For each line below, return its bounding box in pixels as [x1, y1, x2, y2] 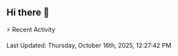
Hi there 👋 [6, 7, 50, 18]
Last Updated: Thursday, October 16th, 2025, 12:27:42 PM [6, 41, 172, 49]
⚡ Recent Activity [6, 25, 56, 33]
